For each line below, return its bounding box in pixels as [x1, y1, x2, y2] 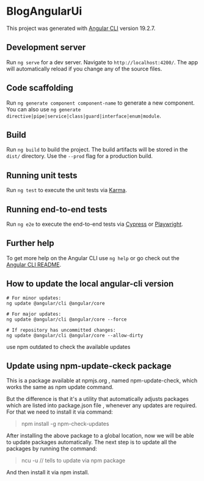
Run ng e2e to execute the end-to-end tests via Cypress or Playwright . [6, 220, 183, 228]
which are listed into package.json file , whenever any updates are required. [6, 402, 197, 409]
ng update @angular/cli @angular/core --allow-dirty [6, 332, 144, 338]
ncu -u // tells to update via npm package [21, 457, 126, 464]
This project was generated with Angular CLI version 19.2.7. [6, 24, 156, 32]
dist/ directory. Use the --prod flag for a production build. [6, 152, 153, 160]
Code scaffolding [6, 83, 73, 93]
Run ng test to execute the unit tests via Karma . [6, 187, 127, 194]
